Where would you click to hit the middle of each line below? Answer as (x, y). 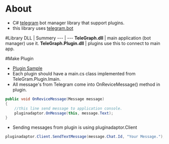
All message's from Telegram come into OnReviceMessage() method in (86, 84)
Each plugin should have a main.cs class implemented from (74, 73)
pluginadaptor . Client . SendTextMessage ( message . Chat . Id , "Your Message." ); (85, 137)
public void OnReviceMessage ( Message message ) (55, 99)
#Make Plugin (19, 58)
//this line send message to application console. (68, 108)
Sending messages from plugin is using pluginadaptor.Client (75, 127)
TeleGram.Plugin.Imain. (36, 79)
